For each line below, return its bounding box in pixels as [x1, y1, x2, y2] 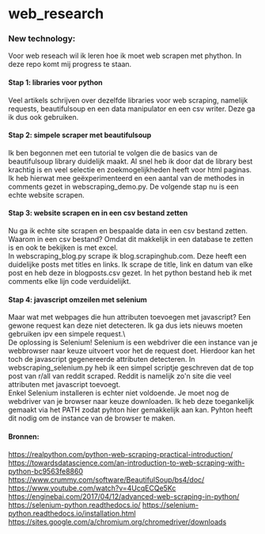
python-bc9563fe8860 [8, 466, 83, 476]
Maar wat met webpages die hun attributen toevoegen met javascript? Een [8, 313, 252, 322]
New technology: [8, 33, 76, 44]
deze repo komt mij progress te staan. [8, 60, 132, 69]
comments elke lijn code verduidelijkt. [8, 277, 131, 286]
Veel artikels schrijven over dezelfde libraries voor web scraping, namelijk [8, 95, 248, 105]
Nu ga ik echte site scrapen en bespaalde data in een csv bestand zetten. [8, 226, 248, 236]
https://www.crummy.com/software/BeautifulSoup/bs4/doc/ [8, 474, 205, 484]
